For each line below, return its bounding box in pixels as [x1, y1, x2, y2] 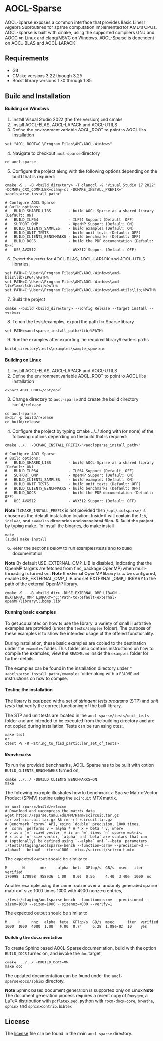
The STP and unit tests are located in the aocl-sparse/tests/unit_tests [5, 712, 150, 718]
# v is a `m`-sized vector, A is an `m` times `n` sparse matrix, [5, 830, 143, 835]
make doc [5, 964, 23, 969]
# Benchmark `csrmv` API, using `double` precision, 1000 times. [5, 822, 141, 827]
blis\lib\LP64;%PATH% [5, 275, 49, 280]
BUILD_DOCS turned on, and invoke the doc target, [5, 950, 102, 957]
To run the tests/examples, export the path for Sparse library [12, 319, 134, 325]
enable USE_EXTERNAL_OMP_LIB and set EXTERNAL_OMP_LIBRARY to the [5, 575, 156, 581]
